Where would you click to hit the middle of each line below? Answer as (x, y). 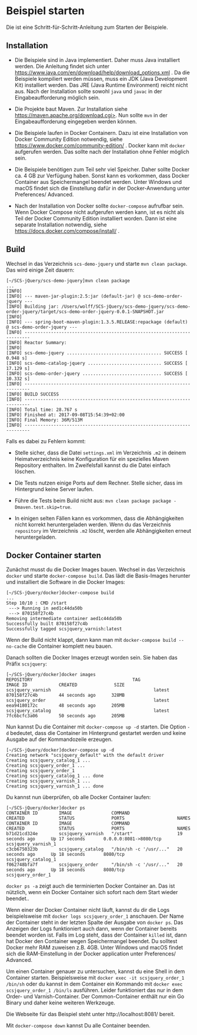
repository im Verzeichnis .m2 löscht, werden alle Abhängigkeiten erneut (103, 530)
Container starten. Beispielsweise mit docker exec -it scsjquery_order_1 (95, 978)
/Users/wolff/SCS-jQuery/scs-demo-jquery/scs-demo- (126, 306)
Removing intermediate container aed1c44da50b (64, 619)
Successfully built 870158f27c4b (47, 624)
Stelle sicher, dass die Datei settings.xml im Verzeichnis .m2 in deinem (100, 453)
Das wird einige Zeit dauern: (40, 270)
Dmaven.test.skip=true (42, 507)
